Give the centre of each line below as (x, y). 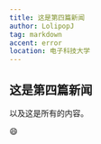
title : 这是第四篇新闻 (47, 18)
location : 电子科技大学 (50, 51)
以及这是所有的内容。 (49, 112)
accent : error (36, 43)
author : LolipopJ (42, 26)
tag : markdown (36, 34)
